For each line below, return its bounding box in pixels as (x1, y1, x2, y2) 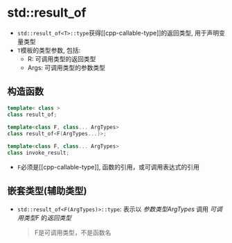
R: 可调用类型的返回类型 (27, 54, 96, 63)
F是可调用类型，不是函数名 (34, 228, 111, 237)
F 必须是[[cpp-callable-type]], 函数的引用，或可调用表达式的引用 (17, 162, 199, 171)
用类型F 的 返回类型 (17, 213, 71, 221)
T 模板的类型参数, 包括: (17, 46, 81, 54)
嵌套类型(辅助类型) (7, 185, 87, 197)
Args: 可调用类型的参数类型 (27, 63, 106, 72)
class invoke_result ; (7, 149, 70, 156)
